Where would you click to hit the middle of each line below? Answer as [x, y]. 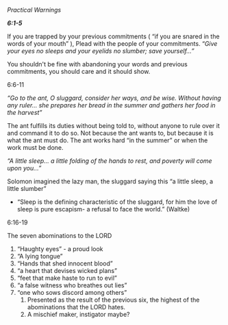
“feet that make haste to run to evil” [67, 278]
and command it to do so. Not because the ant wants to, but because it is [110, 133]
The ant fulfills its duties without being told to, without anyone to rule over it [114, 126]
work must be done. [35, 147]
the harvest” [25, 113]
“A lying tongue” [40, 256]
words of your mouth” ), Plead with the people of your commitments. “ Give [112, 43]
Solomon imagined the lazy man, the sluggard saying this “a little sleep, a [110, 181]
